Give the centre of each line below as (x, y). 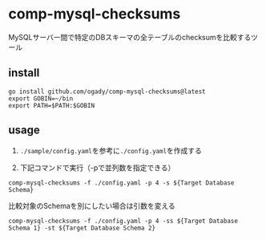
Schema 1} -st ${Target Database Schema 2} (82, 228)
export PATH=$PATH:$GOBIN (51, 105)
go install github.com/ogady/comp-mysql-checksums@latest (107, 92)
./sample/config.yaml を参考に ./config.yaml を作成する (111, 150)
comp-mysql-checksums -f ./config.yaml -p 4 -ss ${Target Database (123, 221)
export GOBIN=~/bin (41, 98)
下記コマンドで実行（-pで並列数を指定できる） (97, 167)
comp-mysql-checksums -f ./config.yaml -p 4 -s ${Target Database (121, 183)
